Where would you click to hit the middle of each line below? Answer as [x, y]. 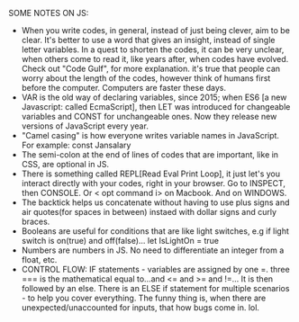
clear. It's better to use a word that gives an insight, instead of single [148, 40]
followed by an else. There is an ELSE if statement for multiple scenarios [155, 288]
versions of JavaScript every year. [85, 126]
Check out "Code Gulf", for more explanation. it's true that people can [151, 68]
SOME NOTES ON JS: [49, 13]
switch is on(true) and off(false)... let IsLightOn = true [120, 241]
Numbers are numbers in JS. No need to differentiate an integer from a [153, 250]
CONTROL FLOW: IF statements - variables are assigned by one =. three [155, 269]
